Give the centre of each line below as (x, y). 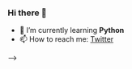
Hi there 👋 (28, 13)
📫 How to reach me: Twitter (66, 39)
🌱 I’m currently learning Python (72, 30)
